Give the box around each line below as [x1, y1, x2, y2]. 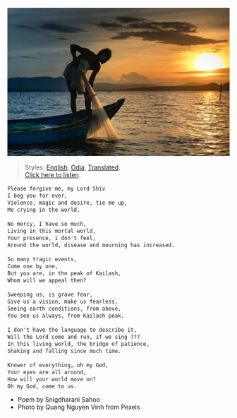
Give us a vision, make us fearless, [7, 298, 119, 305]
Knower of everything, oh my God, [7, 362, 109, 369]
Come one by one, [7, 263, 59, 270]
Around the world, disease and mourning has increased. [7, 241, 175, 249]
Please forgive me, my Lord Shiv [7, 185, 106, 192]
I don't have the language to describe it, [7, 326, 138, 333]
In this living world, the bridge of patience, [7, 340, 150, 347]
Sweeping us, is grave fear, [7, 291, 93, 298]
